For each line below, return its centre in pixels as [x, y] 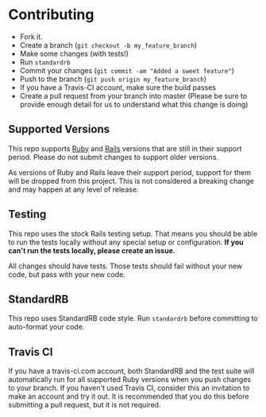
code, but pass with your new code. [67, 274]
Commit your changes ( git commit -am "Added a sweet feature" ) [127, 70]
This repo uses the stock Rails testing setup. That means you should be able [133, 233]
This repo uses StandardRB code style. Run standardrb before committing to [133, 318]
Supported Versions [59, 129]
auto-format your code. [46, 327]
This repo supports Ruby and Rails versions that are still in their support [125, 148]
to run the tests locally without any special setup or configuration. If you [126, 242]
